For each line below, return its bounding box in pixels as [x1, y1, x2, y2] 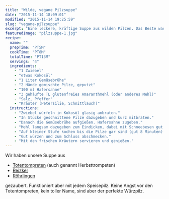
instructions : [10, 106, 39, 111]
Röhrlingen [12, 173, 35, 179]
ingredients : [10, 63, 37, 69]
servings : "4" [10, 59, 39, 64]
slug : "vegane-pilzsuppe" [5, 21, 59, 27]
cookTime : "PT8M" [10, 49, 46, 54]
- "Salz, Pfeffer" [14, 96, 53, 101]
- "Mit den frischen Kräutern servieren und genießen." [14, 139, 134, 144]
